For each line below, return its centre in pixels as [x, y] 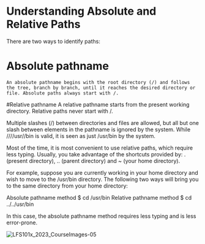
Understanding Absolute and [81, 11]
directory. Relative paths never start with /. [60, 111]
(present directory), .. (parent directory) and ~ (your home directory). [93, 161]
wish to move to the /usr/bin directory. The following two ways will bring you [102, 179]
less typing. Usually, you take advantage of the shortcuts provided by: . [96, 154]
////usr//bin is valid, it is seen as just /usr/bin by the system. [81, 135]
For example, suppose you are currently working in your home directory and [102, 172]
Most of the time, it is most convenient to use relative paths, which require [100, 148]
